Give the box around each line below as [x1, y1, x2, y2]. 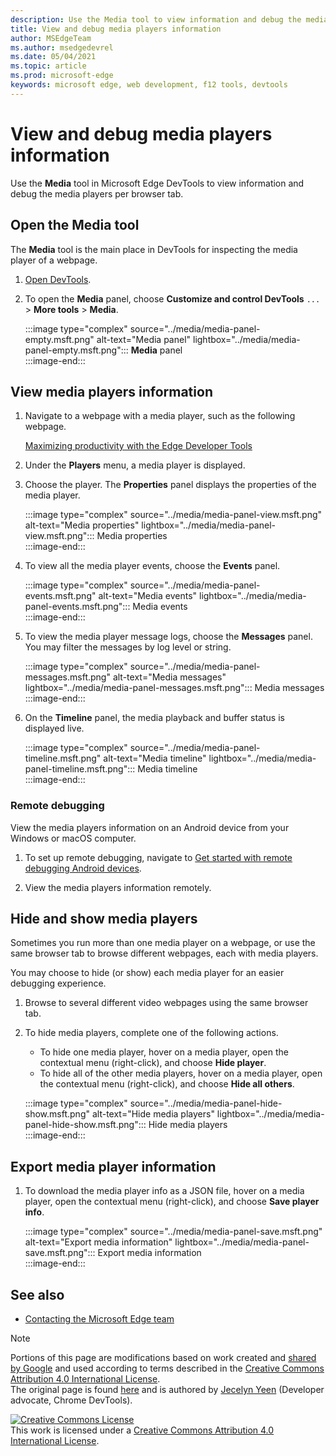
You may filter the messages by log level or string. [24, 641, 232, 653]
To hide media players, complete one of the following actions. [24, 1027, 279, 1039]
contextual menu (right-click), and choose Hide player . [39, 1057, 267, 1069]
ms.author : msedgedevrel [10, 42, 114, 53]
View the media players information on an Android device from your [10, 821, 290, 833]
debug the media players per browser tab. [10, 187, 184, 200]
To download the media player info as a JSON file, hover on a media [24, 1185, 305, 1197]
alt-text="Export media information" [24, 1236, 173, 1248]
